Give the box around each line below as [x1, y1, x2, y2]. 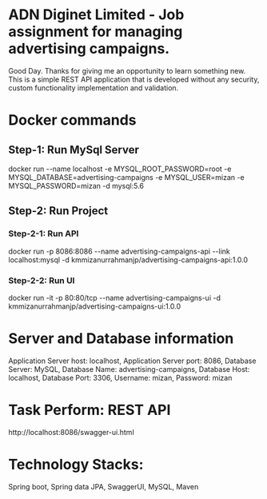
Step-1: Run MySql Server [8, 142, 140, 157]
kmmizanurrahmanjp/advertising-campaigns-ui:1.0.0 [8, 301, 181, 311]
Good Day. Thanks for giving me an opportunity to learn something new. [8, 66, 246, 75]
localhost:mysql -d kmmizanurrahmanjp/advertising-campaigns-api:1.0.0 [8, 254, 248, 265]
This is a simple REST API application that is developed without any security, [8, 74, 260, 84]
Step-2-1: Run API [8, 228, 79, 239]
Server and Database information [8, 329, 234, 348]
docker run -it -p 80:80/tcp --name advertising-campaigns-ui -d [8, 293, 221, 302]
